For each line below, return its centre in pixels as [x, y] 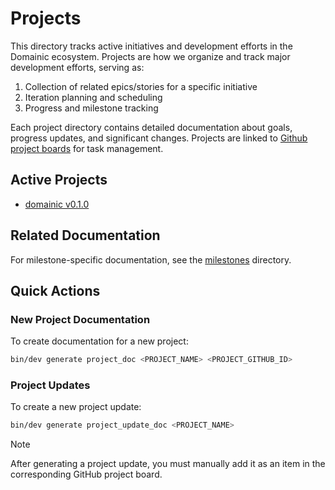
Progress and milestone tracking [91, 108]
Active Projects [59, 180]
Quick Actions [55, 290]
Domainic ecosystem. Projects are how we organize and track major [150, 56]
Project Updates [50, 385]
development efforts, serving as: [77, 67]
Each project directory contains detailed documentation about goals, [151, 127]
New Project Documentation [80, 319]
